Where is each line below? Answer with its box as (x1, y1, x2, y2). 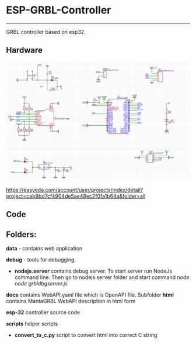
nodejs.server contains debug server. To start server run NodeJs (14, 267, 173, 275)
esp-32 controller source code (6, 309, 80, 316)
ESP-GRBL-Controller (6, 4, 111, 17)
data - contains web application (6, 245, 83, 252)
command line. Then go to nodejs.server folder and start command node (14, 274, 190, 281)
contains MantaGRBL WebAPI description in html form (6, 298, 136, 305)
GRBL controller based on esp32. (6, 28, 86, 35)
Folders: (6, 229, 37, 239)
